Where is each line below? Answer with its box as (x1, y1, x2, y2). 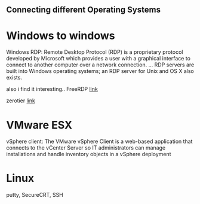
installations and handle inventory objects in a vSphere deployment (6, 151, 171, 158)
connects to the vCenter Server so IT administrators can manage (6, 144, 166, 151)
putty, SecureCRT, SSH (6, 191, 64, 199)
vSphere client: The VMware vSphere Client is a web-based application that (6, 138, 193, 145)
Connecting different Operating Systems (6, 5, 161, 15)
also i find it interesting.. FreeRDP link (6, 86, 99, 93)
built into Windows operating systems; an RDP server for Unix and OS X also (6, 68, 194, 75)
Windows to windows (6, 29, 115, 42)
